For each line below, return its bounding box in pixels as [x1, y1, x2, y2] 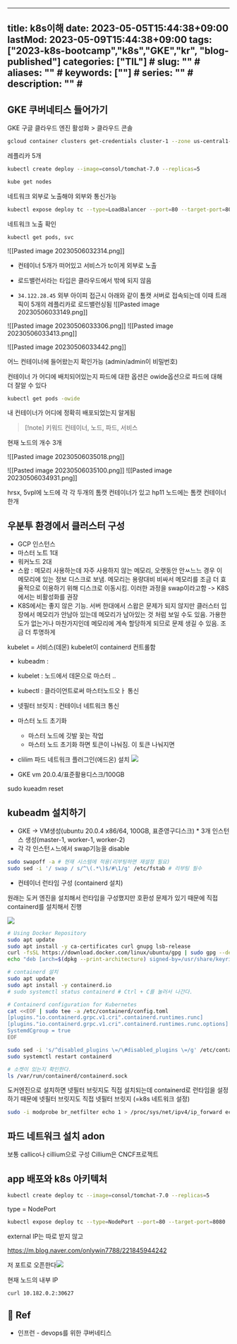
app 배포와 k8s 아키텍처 [7, 1173, 108, 1185]
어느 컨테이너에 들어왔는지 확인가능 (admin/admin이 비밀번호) [7, 357, 178, 365]
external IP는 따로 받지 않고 [7, 1232, 83, 1240]
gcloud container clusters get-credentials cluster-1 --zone [7, 138, 191, 145]
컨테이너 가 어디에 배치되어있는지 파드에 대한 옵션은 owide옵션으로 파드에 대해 [7, 372, 223, 381]
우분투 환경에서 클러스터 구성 [7, 520, 126, 532]
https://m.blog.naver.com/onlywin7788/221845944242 [7, 1246, 167, 1254]
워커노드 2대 [17, 558, 52, 566]
